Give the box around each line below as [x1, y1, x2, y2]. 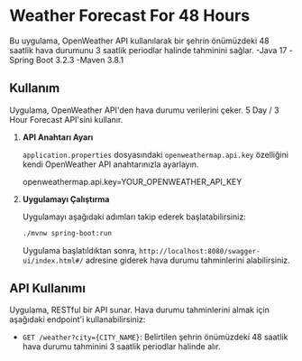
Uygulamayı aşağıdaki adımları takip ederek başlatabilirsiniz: [22, 211, 246, 222]
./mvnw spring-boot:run [22, 228, 113, 237]
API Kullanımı [9, 281, 86, 296]
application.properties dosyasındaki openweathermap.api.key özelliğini [22, 149, 288, 160]
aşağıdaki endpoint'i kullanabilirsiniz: [9, 314, 146, 325]
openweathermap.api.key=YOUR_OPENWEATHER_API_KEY [22, 176, 243, 187]
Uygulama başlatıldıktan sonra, [22, 245, 138, 255]
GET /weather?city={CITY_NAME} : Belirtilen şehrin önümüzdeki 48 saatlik [22, 331, 288, 343]
